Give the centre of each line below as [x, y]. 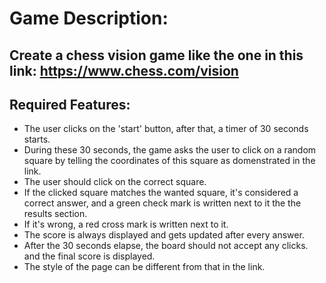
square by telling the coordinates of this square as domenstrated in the [169, 161]
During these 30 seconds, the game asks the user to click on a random [170, 150]
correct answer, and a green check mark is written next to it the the [162, 203]
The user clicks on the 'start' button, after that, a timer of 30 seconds [166, 129]
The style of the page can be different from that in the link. [144, 267]
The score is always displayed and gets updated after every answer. [164, 235]
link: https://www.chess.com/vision [124, 70]
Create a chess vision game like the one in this [156, 55]
